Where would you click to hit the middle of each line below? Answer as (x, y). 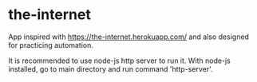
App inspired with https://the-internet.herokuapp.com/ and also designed (129, 37)
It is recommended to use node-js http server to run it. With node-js (120, 61)
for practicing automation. (51, 45)
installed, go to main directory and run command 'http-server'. (111, 68)
